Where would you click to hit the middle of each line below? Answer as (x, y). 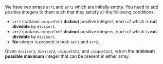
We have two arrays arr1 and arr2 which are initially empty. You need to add (82, 7)
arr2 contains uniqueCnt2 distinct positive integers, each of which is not (84, 32)
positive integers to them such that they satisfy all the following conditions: (80, 12)
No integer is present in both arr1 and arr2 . (56, 42)
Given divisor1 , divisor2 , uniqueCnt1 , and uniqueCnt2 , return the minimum (80, 51)
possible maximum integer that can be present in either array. (67, 56)
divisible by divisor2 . (34, 37)
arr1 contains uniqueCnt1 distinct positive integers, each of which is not (84, 21)
